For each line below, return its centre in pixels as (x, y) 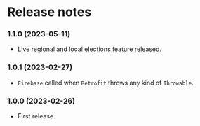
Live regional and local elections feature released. (89, 49)
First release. (36, 116)
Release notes (49, 12)
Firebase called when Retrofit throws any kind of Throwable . (106, 83)
